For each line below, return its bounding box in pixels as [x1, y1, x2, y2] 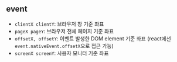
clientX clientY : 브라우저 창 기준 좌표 [14, 20, 104, 27]
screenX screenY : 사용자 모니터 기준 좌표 [14, 49, 109, 57]
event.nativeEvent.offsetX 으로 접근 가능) [14, 42, 114, 49]
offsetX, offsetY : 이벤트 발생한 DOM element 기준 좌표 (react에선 [14, 35, 171, 42]
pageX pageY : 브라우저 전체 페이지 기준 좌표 [14, 27, 114, 35]
